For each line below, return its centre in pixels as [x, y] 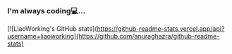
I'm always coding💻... [47, 11]
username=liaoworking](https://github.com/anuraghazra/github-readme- [114, 36]
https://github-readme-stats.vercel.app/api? [161, 29]
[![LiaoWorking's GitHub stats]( [52, 29]
